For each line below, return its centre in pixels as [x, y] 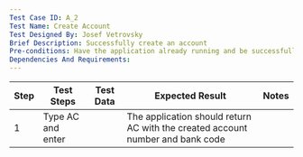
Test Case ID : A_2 [44, 18]
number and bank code [176, 139]
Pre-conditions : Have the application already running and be [129, 51]
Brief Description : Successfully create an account [108, 43]
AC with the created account [187, 128]
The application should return [189, 116]
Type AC [61, 116]
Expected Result [191, 96]
